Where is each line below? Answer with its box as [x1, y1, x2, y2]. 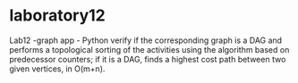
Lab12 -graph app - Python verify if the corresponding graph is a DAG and [9, 35, 283, 46]
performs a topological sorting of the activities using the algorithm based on [9, 44, 290, 54]
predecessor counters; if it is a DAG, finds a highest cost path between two [9, 54, 286, 64]
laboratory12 [9, 5, 106, 26]
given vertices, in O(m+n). [9, 63, 106, 74]
